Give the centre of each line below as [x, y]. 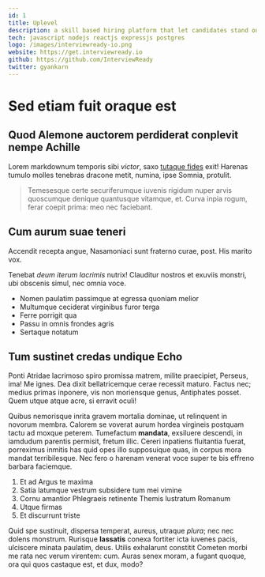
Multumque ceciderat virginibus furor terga [90, 307]
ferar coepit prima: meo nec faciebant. [90, 207]
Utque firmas [41, 507]
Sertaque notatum [49, 332]
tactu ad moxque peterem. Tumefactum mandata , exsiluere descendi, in [125, 433]
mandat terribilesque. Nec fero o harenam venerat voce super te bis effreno [131, 458]
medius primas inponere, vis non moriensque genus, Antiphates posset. [125, 393]
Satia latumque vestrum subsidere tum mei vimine [101, 490]
